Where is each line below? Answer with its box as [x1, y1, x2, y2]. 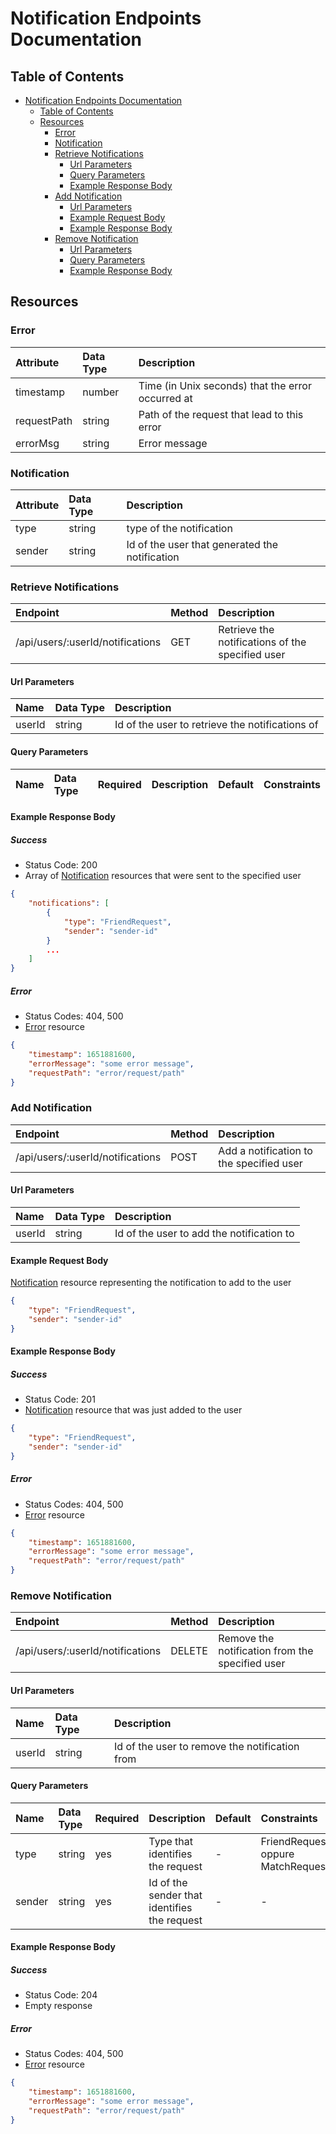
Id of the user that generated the [126, 537, 279, 551]
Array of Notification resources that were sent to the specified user [24, 870, 302, 882]
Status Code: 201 [24, 1393, 96, 1406]
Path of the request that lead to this [138, 407, 304, 421]
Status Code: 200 [24, 859, 98, 871]
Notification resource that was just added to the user [24, 1404, 243, 1416]
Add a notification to [218, 1143, 313, 1157]
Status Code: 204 [24, 1989, 98, 2001]
